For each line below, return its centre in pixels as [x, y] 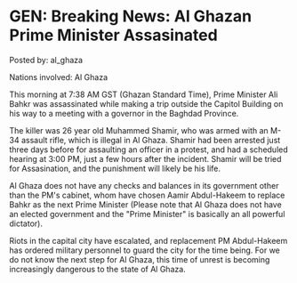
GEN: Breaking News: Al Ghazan [131, 16]
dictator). [26, 223]
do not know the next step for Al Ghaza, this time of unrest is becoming [140, 259]
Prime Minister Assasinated [113, 35]
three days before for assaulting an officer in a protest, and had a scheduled [149, 150]
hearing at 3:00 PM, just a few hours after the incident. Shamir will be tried [145, 158]
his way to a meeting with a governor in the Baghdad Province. [124, 113]
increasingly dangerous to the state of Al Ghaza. [98, 269]
